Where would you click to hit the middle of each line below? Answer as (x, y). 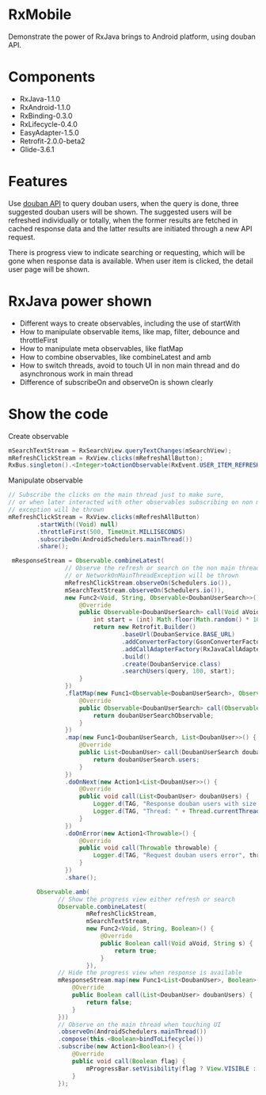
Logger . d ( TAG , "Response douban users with (166, 804)
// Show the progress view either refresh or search (147, 899)
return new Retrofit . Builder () (144, 628)
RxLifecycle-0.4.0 (48, 124)
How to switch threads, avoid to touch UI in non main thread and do (129, 365)
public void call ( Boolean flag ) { (129, 1061)
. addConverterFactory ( (159, 642)
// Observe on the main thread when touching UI (140, 1024)
